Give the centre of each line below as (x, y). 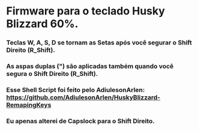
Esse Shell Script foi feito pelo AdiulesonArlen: (76, 90)
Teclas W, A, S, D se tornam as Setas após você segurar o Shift (99, 43)
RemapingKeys (29, 105)
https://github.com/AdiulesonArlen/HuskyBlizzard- (83, 97)
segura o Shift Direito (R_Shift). (52, 74)
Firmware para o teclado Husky (85, 11)
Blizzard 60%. (42, 24)
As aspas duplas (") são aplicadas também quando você (90, 66)
